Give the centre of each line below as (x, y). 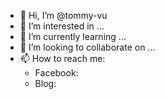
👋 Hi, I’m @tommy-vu (63, 15)
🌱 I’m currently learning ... (73, 36)
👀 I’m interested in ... (62, 26)
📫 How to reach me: (62, 58)
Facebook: (56, 73)
